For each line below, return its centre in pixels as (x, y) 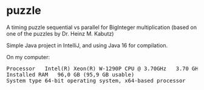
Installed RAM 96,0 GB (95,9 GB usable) (70, 74)
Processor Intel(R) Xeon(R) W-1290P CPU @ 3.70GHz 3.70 (98, 68)
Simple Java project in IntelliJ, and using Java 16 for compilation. (87, 45)
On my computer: (28, 57)
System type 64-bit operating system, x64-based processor (96, 80)
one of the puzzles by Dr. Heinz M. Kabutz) (60, 33)
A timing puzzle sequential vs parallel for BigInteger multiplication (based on (102, 27)
